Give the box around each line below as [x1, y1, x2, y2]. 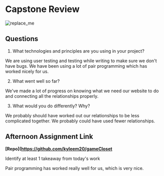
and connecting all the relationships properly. [5, 93, 99, 99]
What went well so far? [12, 78, 60, 84]
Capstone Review [5, 4, 80, 15]
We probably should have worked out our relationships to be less [5, 112, 139, 118]
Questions [5, 35, 39, 43]
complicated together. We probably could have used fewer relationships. [5, 118, 155, 124]
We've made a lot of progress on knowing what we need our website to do [5, 88, 159, 94]
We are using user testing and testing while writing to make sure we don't [5, 58, 157, 64]
